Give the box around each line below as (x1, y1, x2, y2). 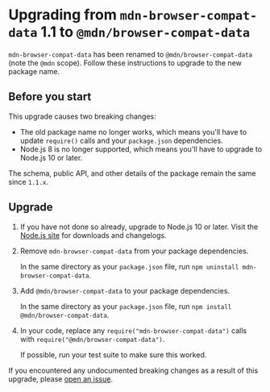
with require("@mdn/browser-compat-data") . (19, 334, 165, 344)
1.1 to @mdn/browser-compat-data (39, 23, 251, 41)
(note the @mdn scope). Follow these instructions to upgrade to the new (8, 58, 242, 68)
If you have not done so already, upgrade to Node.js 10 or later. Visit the (19, 222, 259, 231)
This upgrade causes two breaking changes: (8, 111, 156, 121)
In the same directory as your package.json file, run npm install (19, 301, 232, 311)
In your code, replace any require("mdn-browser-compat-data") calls (19, 325, 247, 336)
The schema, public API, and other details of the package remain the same (8, 168, 256, 178)
